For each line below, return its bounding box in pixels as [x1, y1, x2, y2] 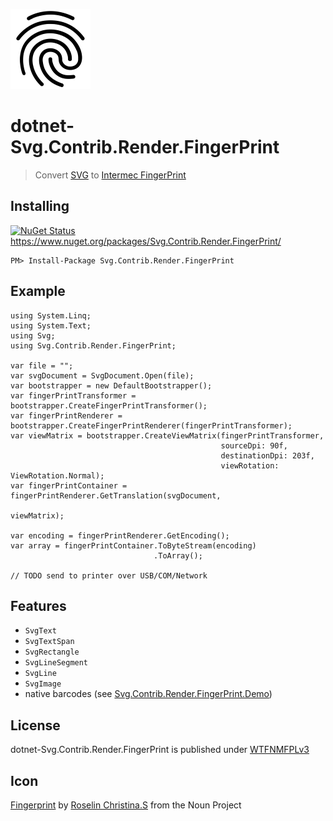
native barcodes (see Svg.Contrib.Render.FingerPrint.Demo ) [24, 688, 273, 700]
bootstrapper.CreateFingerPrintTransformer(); [10, 400, 208, 411]
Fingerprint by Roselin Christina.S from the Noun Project [10, 799, 242, 811]
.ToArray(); [153, 550, 203, 561]
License [10, 717, 61, 734]
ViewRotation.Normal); [10, 470, 105, 481]
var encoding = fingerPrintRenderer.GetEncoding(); [10, 530, 230, 541]
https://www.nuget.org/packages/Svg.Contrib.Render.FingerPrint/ [10, 235, 282, 247]
